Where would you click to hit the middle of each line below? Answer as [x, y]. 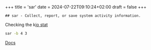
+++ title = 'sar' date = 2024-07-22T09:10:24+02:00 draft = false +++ [76, 7]
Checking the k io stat [26, 25]
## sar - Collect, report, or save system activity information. [73, 16]
